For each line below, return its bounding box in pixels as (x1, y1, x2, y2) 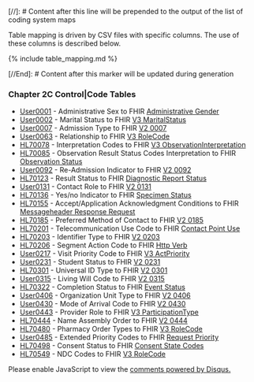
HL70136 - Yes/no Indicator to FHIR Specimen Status (19, 191, 192, 200)
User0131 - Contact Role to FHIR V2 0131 (19, 182, 151, 191)
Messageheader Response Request (19, 207, 136, 217)
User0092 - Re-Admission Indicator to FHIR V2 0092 (19, 165, 192, 175)
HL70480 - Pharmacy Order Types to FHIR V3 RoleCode (19, 325, 204, 334)
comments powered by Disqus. (129, 365, 231, 374)
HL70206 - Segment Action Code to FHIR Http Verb (19, 240, 188, 250)
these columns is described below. (8, 39, 121, 48)
